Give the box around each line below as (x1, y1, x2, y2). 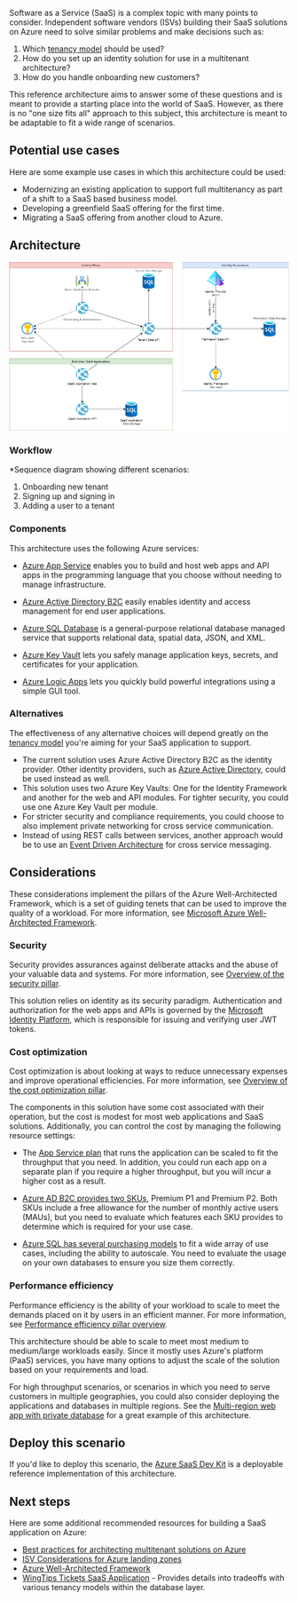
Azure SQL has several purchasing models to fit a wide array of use (21, 1239, 269, 1249)
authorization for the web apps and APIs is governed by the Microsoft (9, 1004, 263, 1015)
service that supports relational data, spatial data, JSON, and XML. (21, 632, 266, 643)
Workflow (9, 444, 53, 456)
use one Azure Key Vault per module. (21, 801, 158, 812)
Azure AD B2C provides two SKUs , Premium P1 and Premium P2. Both (21, 1193, 278, 1204)
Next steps (9, 1494, 71, 1509)
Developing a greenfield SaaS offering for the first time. (21, 202, 224, 213)
